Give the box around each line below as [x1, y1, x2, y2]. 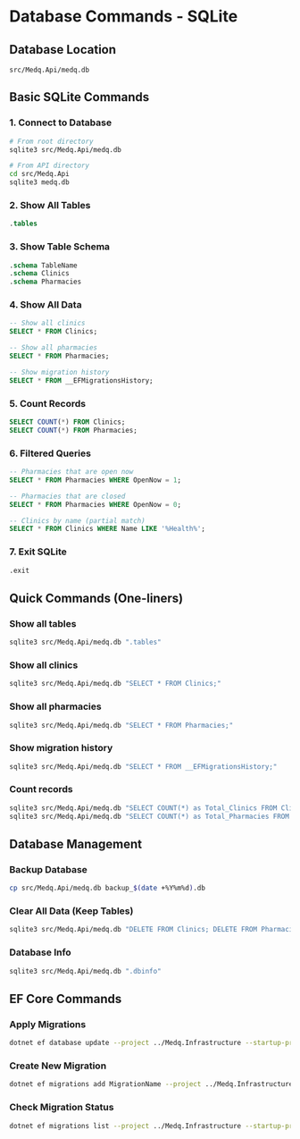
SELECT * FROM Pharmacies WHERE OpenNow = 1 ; [9, 476, 181, 485]
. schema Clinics [9, 269, 70, 278]
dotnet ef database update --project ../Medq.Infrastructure [9, 1039, 242, 1048]
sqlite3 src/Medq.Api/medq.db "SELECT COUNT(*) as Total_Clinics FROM [9, 803, 278, 813]
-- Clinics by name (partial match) [9, 516, 146, 525]
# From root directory [9, 137, 94, 146]
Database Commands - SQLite [9, 6, 238, 27]
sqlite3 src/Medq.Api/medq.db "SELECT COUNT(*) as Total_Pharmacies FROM [9, 812, 290, 821]
